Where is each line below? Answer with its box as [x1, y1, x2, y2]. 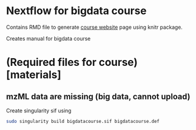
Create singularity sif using [6, 107, 72, 114]
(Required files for [6, 56, 97, 69]
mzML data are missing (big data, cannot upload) [6, 91, 191, 101]
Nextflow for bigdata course [6, 4, 147, 18]
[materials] [6, 68, 61, 82]
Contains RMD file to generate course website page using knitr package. [6, 24, 183, 31]
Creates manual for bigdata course [6, 35, 91, 42]
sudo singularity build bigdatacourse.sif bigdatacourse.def [6, 118, 160, 124]
